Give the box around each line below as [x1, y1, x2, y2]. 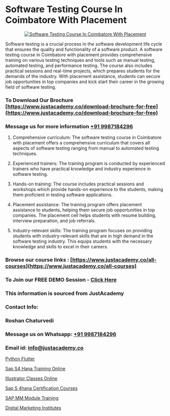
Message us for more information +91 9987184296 [5, 123, 133, 130]
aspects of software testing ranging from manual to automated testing [12, 145, 159, 152]
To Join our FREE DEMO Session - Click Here [5, 276, 117, 283]
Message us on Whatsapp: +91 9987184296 [5, 330, 117, 337]
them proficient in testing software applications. [12, 192, 113, 198]
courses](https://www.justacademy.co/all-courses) [5, 262, 137, 270]
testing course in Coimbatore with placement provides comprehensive [5, 52, 152, 58]
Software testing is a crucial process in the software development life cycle [5, 41, 162, 47]
